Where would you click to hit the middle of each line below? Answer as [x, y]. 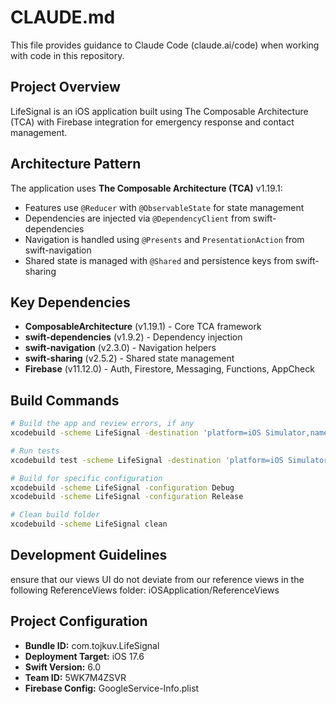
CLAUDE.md [63, 17]
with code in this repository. [67, 55]
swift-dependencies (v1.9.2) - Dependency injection [133, 337]
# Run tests [35, 451]
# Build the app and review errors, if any [102, 424]
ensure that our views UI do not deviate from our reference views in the [157, 579]
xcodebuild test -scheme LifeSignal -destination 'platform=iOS [147, 460]
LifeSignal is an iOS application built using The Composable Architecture [159, 111]
